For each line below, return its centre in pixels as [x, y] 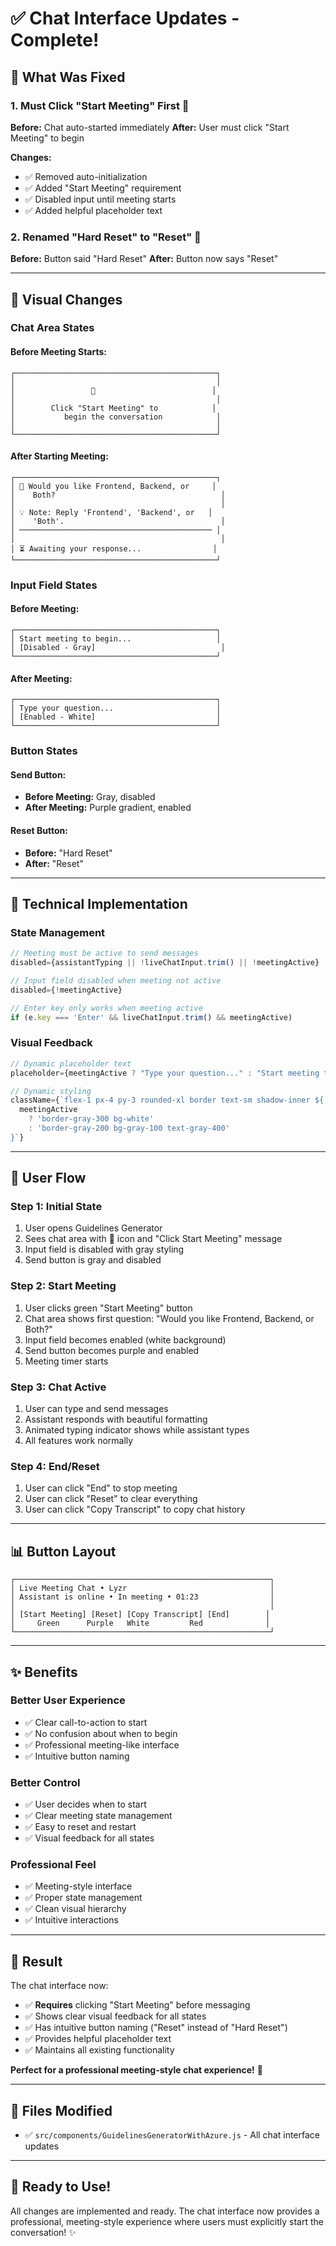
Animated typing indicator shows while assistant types [137, 1430]
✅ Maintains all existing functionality [99, 2050]
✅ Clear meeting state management [98, 1816]
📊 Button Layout [63, 1551]
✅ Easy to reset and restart [80, 1827]
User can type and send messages [96, 1409]
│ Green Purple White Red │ [140, 1623]
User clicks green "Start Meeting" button [108, 1308]
